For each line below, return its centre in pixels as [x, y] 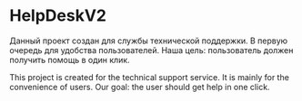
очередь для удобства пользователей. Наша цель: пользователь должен [151, 50]
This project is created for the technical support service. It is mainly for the [149, 77]
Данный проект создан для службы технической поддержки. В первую [149, 41]
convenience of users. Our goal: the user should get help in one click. [140, 87]
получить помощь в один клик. [70, 60]
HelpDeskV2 [58, 16]
